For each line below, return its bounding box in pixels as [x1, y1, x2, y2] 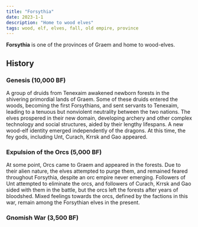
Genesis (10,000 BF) [6, 76, 66, 84]
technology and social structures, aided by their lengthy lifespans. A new [6, 120, 184, 127]
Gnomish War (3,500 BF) [6, 213, 79, 222]
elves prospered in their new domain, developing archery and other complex [6, 114, 192, 121]
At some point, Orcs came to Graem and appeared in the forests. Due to [6, 162, 181, 169]
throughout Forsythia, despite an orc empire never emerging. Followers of [6, 174, 186, 181]
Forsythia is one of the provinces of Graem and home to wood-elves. [6, 41, 176, 48]
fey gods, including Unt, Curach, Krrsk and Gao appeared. [6, 133, 148, 140]
